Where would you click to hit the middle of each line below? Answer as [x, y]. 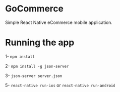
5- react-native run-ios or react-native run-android [60, 85]
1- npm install [20, 56]
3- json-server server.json [34, 76]
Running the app [40, 43]
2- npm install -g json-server [37, 66]
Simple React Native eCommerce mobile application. [59, 22]
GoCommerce [34, 9]
